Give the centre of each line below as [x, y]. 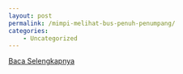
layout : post [30, 16]
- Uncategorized [51, 38]
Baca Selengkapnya [42, 61]
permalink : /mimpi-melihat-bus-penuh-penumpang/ [92, 23]
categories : [28, 31]
